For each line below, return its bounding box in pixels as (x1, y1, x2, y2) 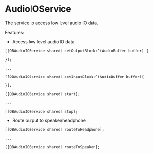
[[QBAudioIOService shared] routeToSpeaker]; (5, 144, 100, 149)
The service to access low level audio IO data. (5, 20, 98, 26)
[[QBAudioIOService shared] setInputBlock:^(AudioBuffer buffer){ (5, 74, 144, 79)
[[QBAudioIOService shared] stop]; (5, 109, 78, 114)
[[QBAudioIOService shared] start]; (5, 91, 80, 97)
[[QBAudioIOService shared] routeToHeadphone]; (5, 127, 105, 132)
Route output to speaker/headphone (12, 117, 86, 123)
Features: (5, 29, 25, 35)
